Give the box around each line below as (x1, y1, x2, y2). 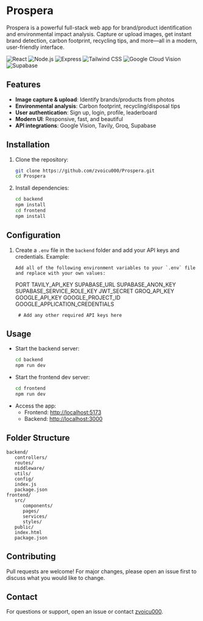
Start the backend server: (15, 345, 80, 352)
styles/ (22, 518, 43, 525)
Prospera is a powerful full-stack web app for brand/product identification (6, 24, 192, 31)
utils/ (14, 470, 32, 477)
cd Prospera (15, 173, 46, 179)
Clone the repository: (15, 155, 69, 163)
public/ (14, 524, 34, 530)
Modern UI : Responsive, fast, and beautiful (15, 115, 123, 122)
